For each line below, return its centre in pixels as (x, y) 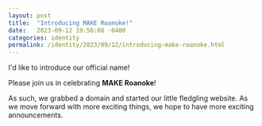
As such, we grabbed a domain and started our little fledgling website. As (128, 98)
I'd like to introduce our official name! (69, 67)
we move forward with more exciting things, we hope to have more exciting (131, 107)
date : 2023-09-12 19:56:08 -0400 (67, 30)
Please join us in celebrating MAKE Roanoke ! (82, 83)
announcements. (36, 115)
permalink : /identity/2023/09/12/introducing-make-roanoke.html (117, 45)
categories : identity (44, 38)
